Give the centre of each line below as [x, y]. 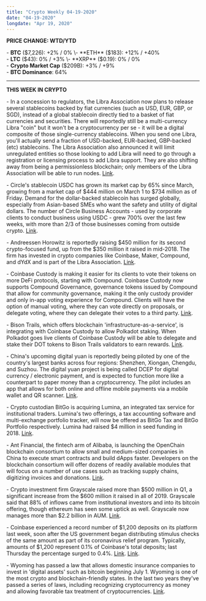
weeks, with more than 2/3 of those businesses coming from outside [93, 224]
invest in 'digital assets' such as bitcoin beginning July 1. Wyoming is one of [102, 572]
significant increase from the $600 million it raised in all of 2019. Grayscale [101, 496]
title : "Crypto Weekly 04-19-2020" [52, 12]
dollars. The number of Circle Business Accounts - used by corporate [94, 211]
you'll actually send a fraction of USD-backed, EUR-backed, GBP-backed [99, 141]
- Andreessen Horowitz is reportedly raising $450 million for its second [96, 243]
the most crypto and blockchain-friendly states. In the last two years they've [103, 578]
